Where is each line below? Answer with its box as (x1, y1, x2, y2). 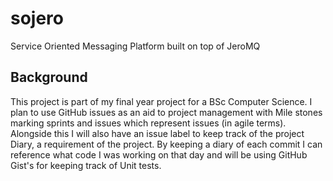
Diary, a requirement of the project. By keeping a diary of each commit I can (10, 138, 323, 150)
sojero (10, 7, 65, 30)
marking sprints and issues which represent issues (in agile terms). (10, 117, 287, 129)
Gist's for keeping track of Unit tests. (10, 159, 162, 171)
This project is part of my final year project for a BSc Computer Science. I (10, 95, 313, 107)
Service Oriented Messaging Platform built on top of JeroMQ (10, 40, 261, 52)
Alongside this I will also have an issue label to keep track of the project (10, 127, 305, 139)
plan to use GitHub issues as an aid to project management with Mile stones (10, 106, 323, 118)
